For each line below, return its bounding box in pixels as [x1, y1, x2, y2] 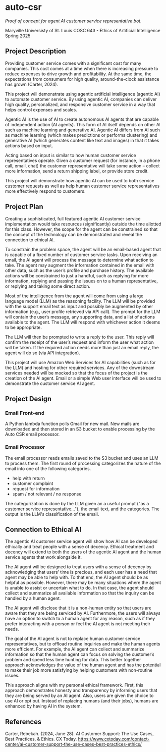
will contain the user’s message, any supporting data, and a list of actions [5, 314, 155, 320]
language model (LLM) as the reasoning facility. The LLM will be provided [5, 298, 155, 304]
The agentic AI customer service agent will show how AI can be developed [5, 538, 158, 544]
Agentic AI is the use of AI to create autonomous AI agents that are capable [5, 116, 159, 122]
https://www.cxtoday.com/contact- [78, 736, 150, 742]
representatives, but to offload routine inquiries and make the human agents [5, 641, 161, 647]
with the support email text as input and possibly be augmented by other [5, 303, 154, 309]
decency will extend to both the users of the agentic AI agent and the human [5, 549, 162, 555]
